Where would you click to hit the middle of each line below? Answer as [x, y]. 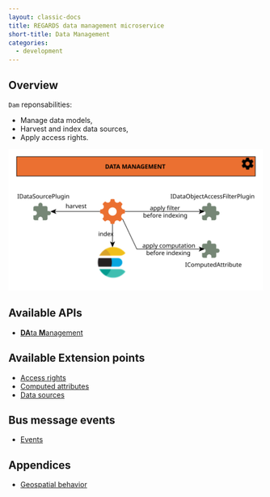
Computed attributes [55, 386]
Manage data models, [56, 120]
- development [39, 51]
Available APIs [45, 313]
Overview [34, 85]
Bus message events [62, 421]
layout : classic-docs [45, 17]
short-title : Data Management [59, 34]
